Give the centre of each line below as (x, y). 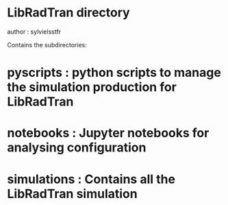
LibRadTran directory (68, 13)
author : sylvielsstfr (34, 32)
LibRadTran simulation (73, 194)
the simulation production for (92, 87)
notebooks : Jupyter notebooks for (108, 133)
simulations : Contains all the (91, 179)
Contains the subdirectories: (47, 45)
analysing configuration (77, 148)
